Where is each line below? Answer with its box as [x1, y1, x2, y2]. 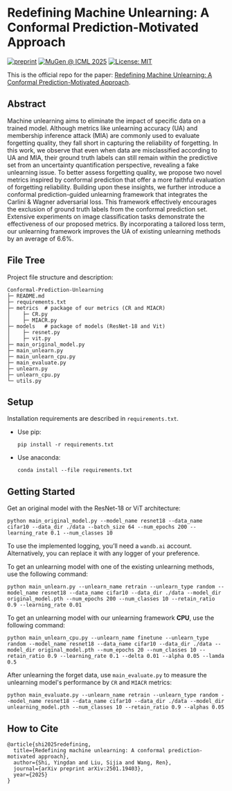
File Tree [7, 254, 46, 266]
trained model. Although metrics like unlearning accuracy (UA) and [7, 123, 198, 132]
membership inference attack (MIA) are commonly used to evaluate [7, 131, 199, 139]
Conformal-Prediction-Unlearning [7, 286, 104, 293]
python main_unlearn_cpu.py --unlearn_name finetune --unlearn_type [7, 634, 209, 642]
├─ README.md [7, 293, 45, 299]
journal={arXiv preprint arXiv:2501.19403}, [13, 765, 144, 772]
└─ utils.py [7, 377, 42, 384]
